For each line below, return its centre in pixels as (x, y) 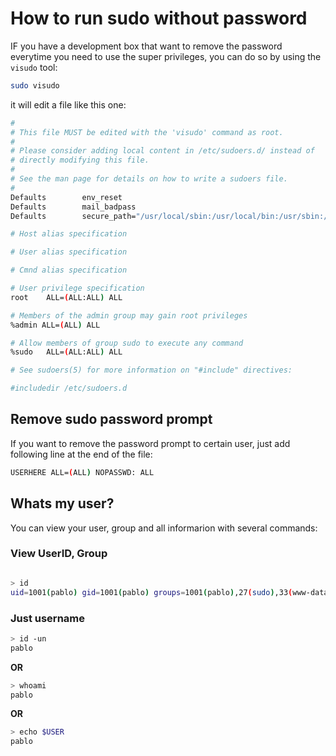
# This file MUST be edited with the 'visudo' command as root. (147, 132)
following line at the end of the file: (81, 454)
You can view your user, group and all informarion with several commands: (164, 528)
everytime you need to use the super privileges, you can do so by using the (166, 56)
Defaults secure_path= (73, 216)
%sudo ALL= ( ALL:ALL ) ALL (66, 352)
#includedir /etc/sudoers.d (69, 388)
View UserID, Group (59, 554)
